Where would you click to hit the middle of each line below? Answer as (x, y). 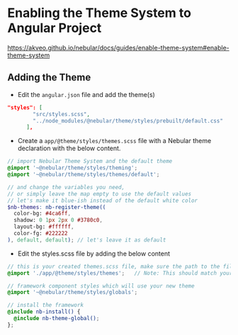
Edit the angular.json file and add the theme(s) (86, 94)
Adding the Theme (49, 78)
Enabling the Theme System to (99, 13)
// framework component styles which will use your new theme (101, 286)
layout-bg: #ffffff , (44, 227)
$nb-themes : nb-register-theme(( (57, 207)
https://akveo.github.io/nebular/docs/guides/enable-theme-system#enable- (118, 47)
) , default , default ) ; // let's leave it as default (87, 240)
